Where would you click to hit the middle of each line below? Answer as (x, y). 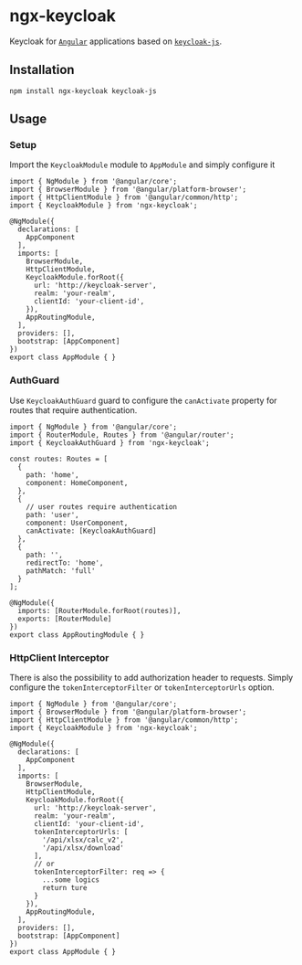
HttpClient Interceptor (59, 657)
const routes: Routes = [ (58, 459)
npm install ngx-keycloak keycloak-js (83, 91)
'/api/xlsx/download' (83, 848)
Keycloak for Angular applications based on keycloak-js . (115, 41)
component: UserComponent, (77, 523)
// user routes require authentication (102, 507)
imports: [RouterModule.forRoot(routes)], (99, 610)
